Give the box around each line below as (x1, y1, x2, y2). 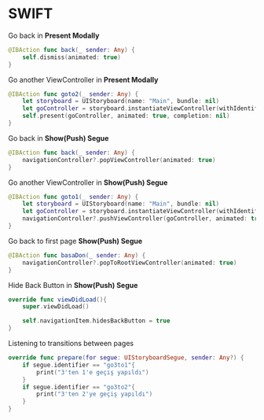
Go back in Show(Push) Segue (8, 133, 109, 142)
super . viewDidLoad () (22, 303, 90, 311)
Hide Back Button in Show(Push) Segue (8, 280, 138, 289)
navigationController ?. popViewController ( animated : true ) (22, 156, 216, 164)
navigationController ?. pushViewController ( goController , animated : (22, 215, 247, 223)
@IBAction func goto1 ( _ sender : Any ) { (8, 193, 139, 201)
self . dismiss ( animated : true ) (22, 53, 122, 61)
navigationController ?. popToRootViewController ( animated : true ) (22, 259, 237, 267)
